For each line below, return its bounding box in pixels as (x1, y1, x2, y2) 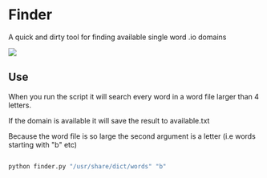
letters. (8, 100, 32, 110)
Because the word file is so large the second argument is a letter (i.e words (8, 131, 257, 141)
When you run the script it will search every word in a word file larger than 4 (8, 91, 259, 101)
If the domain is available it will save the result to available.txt (8, 115, 210, 125)
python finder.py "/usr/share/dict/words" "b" (8, 162, 167, 170)
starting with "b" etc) (8, 140, 78, 149)
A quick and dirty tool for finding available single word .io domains (8, 32, 227, 42)
